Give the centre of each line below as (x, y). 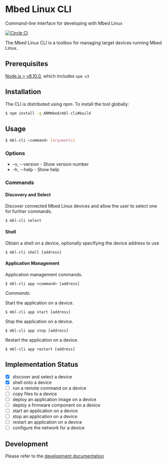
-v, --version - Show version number (51, 164)
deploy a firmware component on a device (56, 405)
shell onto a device (32, 382)
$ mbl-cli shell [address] (33, 252)
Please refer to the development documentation (55, 456)
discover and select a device (42, 376)
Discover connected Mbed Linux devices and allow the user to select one (81, 206)
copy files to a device (35, 394)
